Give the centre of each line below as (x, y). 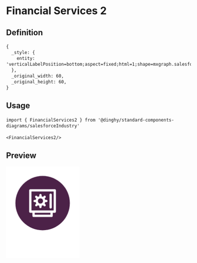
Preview (21, 156)
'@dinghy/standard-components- (136, 120)
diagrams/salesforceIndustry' (43, 126)
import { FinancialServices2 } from (51, 120)
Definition (24, 33)
